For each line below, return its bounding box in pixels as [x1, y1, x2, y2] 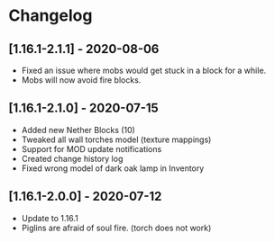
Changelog [8, 5, 93, 26]
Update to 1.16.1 [21, 212, 78, 223]
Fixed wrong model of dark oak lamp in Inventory [21, 163, 205, 174]
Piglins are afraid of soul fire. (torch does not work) [21, 222, 212, 233]
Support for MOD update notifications [21, 143, 162, 154]
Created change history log [21, 153, 124, 164]
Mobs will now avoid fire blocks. [21, 75, 142, 85]
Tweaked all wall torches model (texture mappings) [21, 134, 212, 145]
